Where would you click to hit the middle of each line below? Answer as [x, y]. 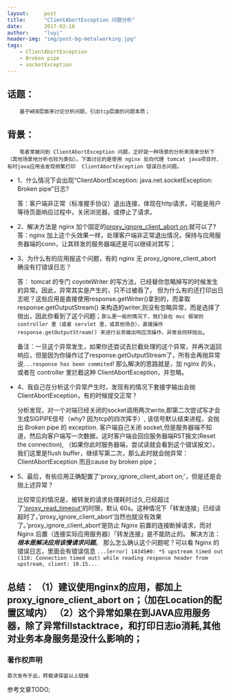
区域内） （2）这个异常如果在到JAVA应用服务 [113, 613]
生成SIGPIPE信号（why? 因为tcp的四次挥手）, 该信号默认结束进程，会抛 [118, 419]
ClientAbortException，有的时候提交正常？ [77, 395]
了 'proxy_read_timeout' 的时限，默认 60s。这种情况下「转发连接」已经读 [119, 508]
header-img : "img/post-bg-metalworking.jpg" [72, 39]
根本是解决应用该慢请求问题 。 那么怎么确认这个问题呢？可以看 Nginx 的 [118, 543]
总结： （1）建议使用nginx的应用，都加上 [95, 587]
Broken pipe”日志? [43, 189]
